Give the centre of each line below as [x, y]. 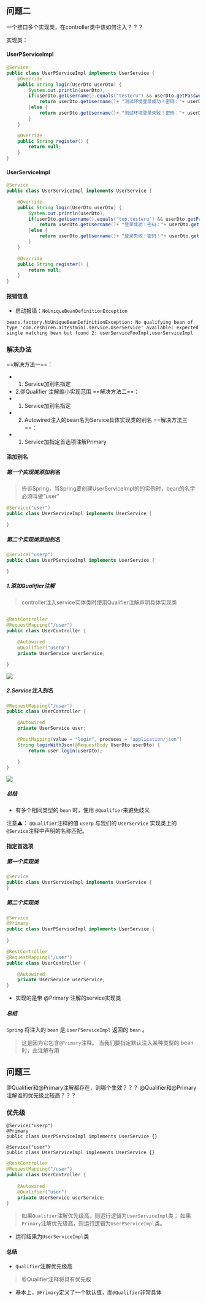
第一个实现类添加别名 [33, 472]
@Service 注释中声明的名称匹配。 [47, 831]
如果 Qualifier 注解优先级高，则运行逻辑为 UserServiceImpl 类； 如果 [106, 1216]
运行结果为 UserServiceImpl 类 [52, 1236]
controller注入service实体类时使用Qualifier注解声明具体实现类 [99, 602]
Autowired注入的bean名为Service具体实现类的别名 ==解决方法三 [106, 419]
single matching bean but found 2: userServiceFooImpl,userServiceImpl [100, 333]
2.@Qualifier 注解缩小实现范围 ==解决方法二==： [77, 391]
